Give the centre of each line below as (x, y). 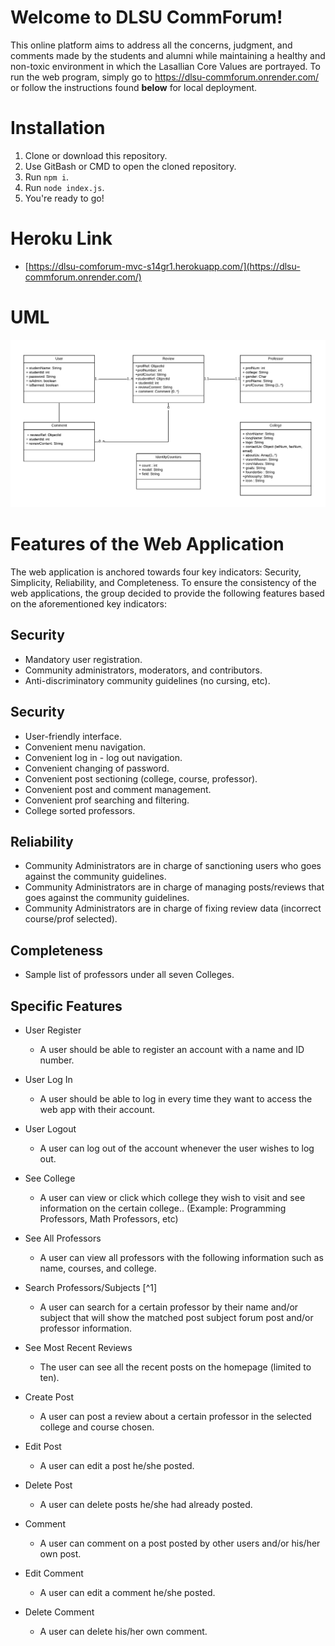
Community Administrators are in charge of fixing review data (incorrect (173, 908)
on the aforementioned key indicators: (89, 603)
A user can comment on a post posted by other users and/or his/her (180, 1543)
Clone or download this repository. (96, 155)
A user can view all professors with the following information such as (181, 1257)
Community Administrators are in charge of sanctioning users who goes (173, 866)
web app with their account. (97, 1109)
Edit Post (43, 1446)
